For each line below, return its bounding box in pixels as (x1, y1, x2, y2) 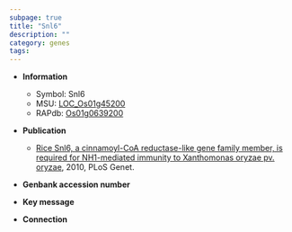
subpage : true (9, 13, 63, 22)
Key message (22, 197, 75, 208)
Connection (22, 214, 67, 225)
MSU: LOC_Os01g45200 (35, 98, 126, 109)
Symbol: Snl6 (35, 89, 85, 100)
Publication (22, 125, 66, 136)
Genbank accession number (22, 179, 130, 190)
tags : (9, 47, 30, 56)
